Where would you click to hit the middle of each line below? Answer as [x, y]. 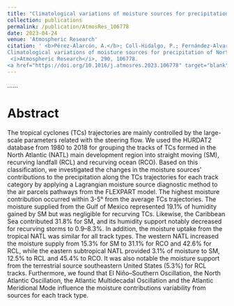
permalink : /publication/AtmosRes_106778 [68, 26]
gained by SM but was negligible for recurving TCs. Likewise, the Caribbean [116, 214]
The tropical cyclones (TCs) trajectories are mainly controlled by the [105, 132]
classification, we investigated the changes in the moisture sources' [104, 169]
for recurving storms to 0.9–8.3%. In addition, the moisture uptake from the [115, 228]
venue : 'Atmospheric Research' [53, 40]
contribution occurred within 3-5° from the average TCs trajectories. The [112, 199]
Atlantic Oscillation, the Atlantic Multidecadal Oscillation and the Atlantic [110, 280]
